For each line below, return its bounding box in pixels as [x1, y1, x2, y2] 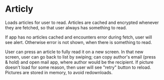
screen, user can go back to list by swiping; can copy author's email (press [5, 54, 156, 60]
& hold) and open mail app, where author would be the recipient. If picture [5, 59, 154, 65]
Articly [5, 3, 33, 15]
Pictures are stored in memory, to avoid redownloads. [5, 69, 113, 75]
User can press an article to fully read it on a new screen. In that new [5, 49, 144, 55]
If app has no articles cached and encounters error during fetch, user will [5, 34, 152, 40]
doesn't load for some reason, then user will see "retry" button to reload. [5, 64, 151, 70]
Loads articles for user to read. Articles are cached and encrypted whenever [5, 20, 159, 25]
